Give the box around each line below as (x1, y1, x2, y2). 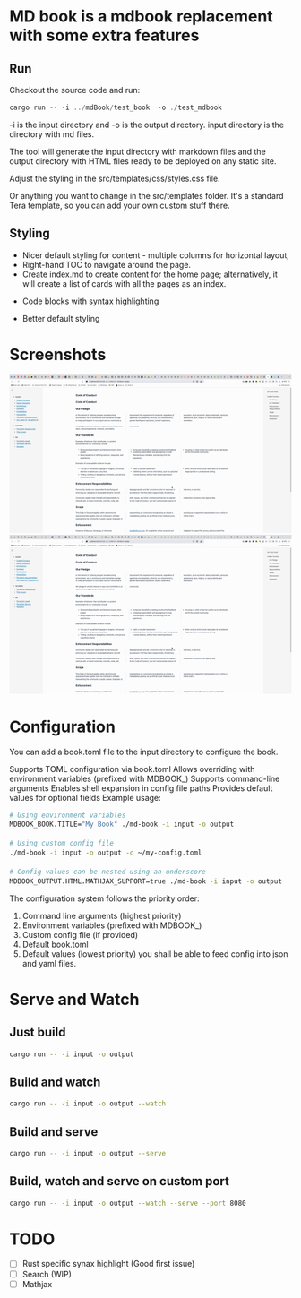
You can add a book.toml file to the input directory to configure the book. (9, 746, 279, 757)
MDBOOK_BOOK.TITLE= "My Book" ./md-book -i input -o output (9, 820, 235, 830)
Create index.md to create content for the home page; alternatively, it (21, 269, 278, 279)
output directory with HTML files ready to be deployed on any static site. (9, 155, 277, 167)
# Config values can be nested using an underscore (9, 867, 206, 876)
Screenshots (9, 344, 107, 365)
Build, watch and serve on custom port (9, 1173, 230, 1189)
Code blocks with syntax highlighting (21, 296, 159, 306)
